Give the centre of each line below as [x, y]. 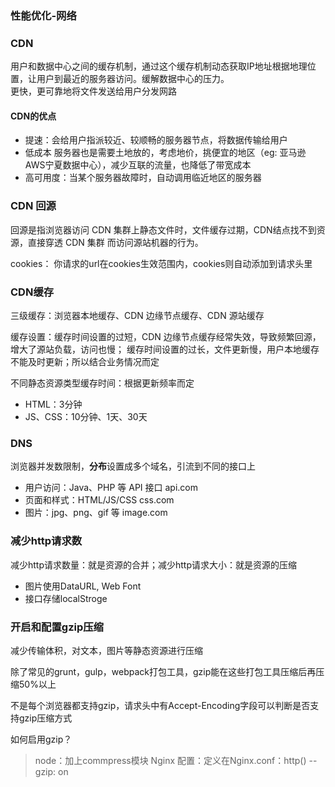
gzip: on [51, 771]
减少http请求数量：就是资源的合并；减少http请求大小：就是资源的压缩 [154, 564]
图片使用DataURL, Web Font [83, 586]
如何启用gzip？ [41, 739]
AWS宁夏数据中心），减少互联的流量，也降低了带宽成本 [138, 165]
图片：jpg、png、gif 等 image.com [96, 513]
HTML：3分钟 [53, 404]
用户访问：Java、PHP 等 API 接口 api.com [111, 488]
